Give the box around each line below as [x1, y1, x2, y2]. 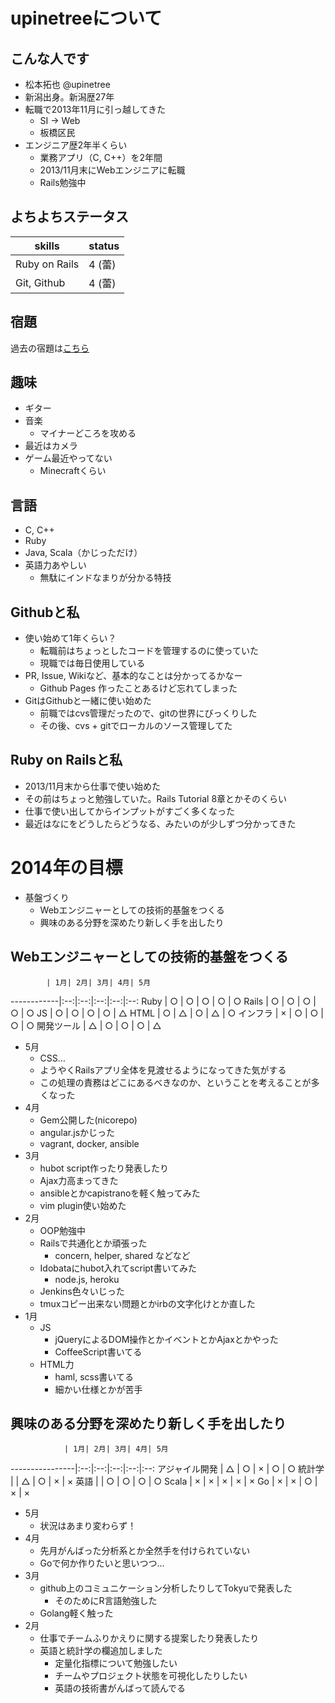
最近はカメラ [24, 440, 78, 452]
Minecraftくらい [39, 465, 107, 477]
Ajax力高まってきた [39, 1174, 119, 1186]
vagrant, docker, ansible [39, 1137, 140, 1149]
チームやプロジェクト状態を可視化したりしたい [54, 1670, 248, 1682]
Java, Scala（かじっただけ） [24, 547, 143, 559]
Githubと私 [10, 604, 80, 621]
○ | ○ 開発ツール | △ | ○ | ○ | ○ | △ [10, 1019, 162, 1031]
